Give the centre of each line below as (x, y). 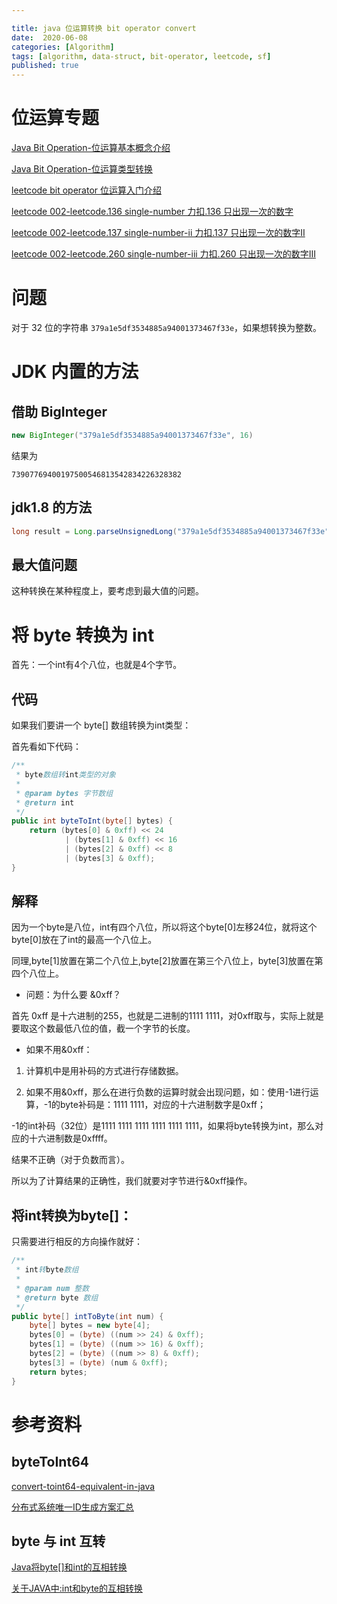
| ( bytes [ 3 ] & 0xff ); (110, 858)
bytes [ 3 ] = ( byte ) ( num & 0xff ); (99, 1362)
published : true (45, 66)
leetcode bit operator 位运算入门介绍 (87, 190)
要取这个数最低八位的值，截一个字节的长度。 (103, 1028)
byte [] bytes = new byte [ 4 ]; (90, 1326)
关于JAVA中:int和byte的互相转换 (77, 1588)
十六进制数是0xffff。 (70, 1138)
